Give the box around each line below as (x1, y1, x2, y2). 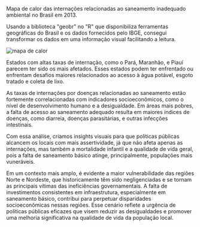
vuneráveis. (6, 158, 35, 165)
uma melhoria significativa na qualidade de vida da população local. (6, 214, 174, 221)
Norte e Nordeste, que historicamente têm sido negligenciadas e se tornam (6, 176, 192, 183)
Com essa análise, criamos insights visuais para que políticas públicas (6, 133, 180, 140)
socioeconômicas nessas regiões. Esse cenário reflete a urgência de (6, 201, 176, 208)
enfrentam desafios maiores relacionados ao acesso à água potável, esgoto (6, 72, 193, 78)
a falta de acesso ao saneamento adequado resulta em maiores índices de (6, 109, 190, 115)
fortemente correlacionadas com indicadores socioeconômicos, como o (6, 96, 184, 103)
